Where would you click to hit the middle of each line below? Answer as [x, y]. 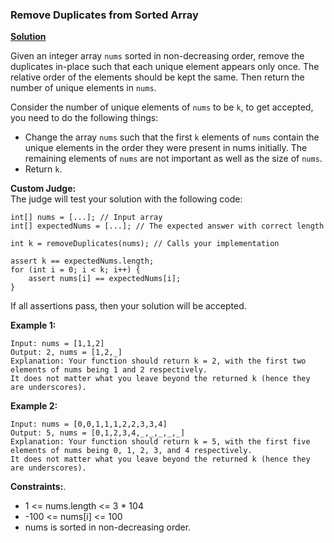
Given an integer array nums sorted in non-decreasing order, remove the [157, 56]
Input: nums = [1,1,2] [57, 344]
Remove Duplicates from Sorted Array [104, 15]
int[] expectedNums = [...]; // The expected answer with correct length [167, 226]
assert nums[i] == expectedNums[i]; [105, 279]
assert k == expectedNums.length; [82, 261]
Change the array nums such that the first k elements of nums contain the [172, 137]
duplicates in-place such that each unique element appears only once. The [165, 67]
